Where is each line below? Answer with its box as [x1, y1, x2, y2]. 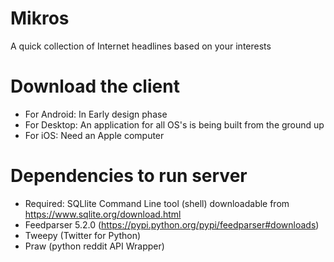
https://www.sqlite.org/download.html [24, 208, 182, 220]
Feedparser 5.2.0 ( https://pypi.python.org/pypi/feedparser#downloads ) [24, 218, 320, 231]
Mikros [10, 7, 70, 30]
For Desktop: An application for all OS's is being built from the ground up [24, 118, 325, 131]
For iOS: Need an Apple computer [24, 129, 165, 141]
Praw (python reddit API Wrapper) [24, 240, 165, 252]
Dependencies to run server [10, 165, 248, 187]
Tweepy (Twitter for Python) [24, 229, 142, 241]
